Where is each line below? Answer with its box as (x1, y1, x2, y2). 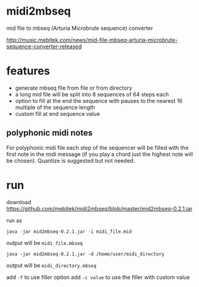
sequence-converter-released (6, 43, 82, 50)
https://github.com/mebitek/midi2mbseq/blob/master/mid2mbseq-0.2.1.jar (6, 205, 193, 212)
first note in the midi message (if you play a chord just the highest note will (6, 151, 194, 158)
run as (6, 216, 23, 224)
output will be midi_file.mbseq (6, 239, 83, 246)
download (6, 198, 32, 205)
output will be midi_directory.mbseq (6, 261, 97, 269)
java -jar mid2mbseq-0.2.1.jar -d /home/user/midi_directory (6, 251, 165, 257)
